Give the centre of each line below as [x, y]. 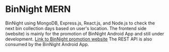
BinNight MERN [38, 9]
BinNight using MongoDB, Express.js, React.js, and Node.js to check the [80, 23]
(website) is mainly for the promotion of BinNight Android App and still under [85, 33]
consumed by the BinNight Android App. [47, 44]
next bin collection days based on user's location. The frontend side [76, 28]
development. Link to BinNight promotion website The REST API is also [79, 39]
